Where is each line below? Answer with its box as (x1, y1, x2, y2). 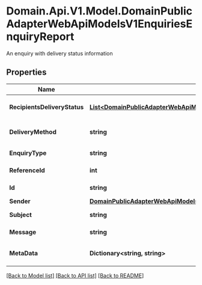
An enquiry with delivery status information (6, 49, 113, 57)
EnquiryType (9, 149, 47, 157)
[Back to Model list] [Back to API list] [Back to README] (6, 272, 144, 279)
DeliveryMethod (9, 128, 57, 136)
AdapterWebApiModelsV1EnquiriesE (6, 17, 193, 31)
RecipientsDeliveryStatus (9, 102, 84, 111)
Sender (9, 197, 31, 205)
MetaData (9, 249, 38, 257)
